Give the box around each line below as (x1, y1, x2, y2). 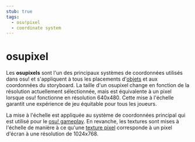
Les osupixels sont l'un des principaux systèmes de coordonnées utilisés (6, 70, 183, 77)
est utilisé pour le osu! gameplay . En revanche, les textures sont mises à (6, 118, 179, 125)
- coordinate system (11, 25, 61, 31)
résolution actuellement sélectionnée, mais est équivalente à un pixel (6, 88, 172, 95)
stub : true (6, 8, 33, 15)
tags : (6, 14, 19, 20)
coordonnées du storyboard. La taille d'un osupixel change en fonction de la (6, 82, 190, 89)
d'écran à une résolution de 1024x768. (6, 130, 99, 137)
